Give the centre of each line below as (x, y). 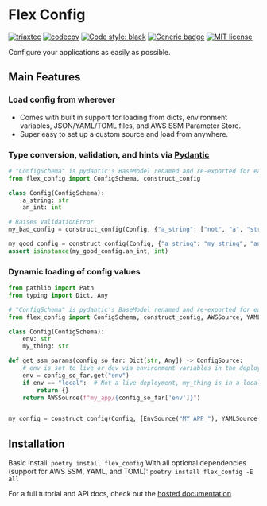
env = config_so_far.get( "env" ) (76, 376)
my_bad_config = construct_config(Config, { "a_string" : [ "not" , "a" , (126, 230)
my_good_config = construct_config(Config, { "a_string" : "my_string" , (128, 244)
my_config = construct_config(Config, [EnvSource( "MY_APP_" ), (113, 419)
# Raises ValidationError (51, 222)
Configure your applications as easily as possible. (89, 52)
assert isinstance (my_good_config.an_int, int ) (89, 251)
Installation (37, 444)
